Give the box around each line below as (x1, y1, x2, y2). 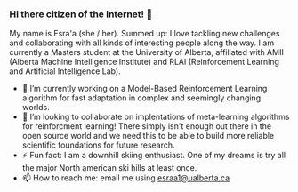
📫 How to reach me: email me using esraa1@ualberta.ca (21, 172, 230, 183)
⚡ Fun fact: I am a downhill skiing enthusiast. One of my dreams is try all (21, 150, 286, 161)
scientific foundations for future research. (21, 140, 175, 150)
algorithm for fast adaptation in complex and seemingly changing (21, 92, 261, 103)
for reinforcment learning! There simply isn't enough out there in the (21, 121, 272, 132)
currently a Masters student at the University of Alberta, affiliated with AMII (9, 47, 285, 58)
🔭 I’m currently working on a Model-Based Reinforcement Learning (21, 84, 268, 94)
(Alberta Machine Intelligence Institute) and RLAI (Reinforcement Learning (9, 57, 280, 68)
